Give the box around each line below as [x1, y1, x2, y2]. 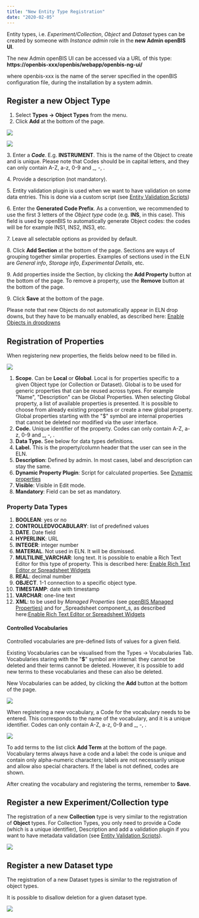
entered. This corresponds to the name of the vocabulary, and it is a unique [7, 715, 191, 722]
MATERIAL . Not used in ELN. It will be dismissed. [15, 548, 136, 555]
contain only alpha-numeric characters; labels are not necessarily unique [7, 756, 185, 763]
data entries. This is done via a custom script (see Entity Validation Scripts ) [7, 193, 190, 200]
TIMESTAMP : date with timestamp [15, 585, 100, 593]
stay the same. [15, 463, 52, 470]
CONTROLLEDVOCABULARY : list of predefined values [15, 522, 149, 530]
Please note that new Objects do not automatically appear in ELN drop [7, 307, 178, 314]
